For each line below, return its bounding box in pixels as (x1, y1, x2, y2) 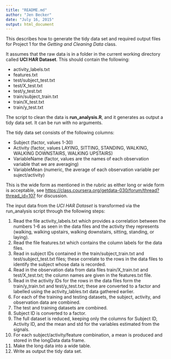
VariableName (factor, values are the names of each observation (13, 156, 150, 162)
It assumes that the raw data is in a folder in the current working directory (6, 51, 160, 57)
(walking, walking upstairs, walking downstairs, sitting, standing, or (13, 229, 155, 235)
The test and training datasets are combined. (13, 305, 108, 311)
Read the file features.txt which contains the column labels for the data (13, 240, 162, 246)
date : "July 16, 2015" (6, 17, 54, 22)
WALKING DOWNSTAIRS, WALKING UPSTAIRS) (13, 150, 113, 156)
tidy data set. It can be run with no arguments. (6, 119, 103, 126)
